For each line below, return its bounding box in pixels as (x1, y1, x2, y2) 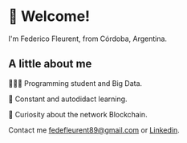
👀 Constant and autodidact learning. (8, 94, 128, 104)
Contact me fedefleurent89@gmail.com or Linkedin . (8, 125, 180, 135)
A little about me (8, 57, 92, 71)
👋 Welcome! (8, 7, 91, 26)
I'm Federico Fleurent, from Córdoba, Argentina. (8, 34, 167, 43)
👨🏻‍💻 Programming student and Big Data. (8, 78, 143, 88)
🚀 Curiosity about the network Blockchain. (8, 109, 148, 119)
